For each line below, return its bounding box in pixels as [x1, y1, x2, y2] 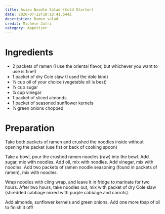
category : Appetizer [5, 26, 48, 31]
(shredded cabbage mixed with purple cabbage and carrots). [5, 190, 129, 195]
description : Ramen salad [5, 16, 58, 21]
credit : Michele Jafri [5, 21, 52, 26]
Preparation [5, 123, 55, 134]
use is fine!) [12, 69, 37, 75]
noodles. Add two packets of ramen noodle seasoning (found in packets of [5, 164, 158, 170]
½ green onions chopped [12, 105, 64, 111]
